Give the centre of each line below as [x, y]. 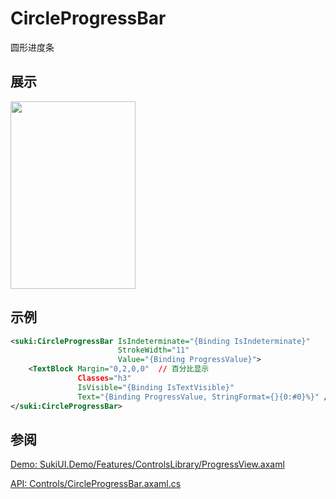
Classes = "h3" [104, 378]
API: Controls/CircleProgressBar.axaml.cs [96, 484]
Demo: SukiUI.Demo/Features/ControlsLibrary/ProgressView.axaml [147, 464]
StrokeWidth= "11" [153, 350]
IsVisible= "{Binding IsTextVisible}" [156, 387]
